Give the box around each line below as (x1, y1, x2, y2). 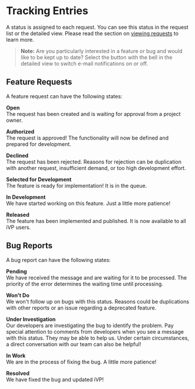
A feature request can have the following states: (6, 92, 123, 99)
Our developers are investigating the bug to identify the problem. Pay (6, 322, 174, 329)
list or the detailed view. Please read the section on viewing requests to (6, 29, 179, 36)
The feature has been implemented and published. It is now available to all (6, 217, 187, 224)
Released (6, 211, 29, 218)
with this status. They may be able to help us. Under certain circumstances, (6, 334, 190, 341)
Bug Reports (6, 241, 53, 251)
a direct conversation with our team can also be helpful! (6, 340, 141, 348)
